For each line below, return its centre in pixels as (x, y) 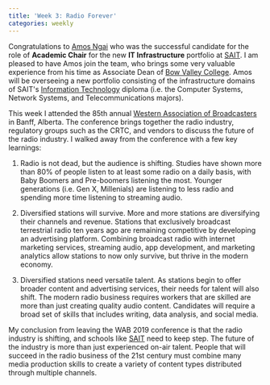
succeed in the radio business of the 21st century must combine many (125, 355)
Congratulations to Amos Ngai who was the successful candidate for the (129, 46)
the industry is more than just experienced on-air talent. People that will (127, 346)
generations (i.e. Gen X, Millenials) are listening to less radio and (127, 188)
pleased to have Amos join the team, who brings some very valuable (122, 63)
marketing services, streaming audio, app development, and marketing (137, 247)
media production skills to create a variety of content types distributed (125, 364)
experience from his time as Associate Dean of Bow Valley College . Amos (130, 72)
